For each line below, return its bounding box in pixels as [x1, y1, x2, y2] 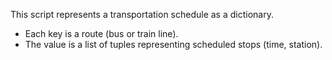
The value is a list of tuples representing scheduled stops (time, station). [24, 39, 323, 50]
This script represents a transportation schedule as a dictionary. [10, 9, 274, 20]
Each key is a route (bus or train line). [24, 28, 179, 39]
